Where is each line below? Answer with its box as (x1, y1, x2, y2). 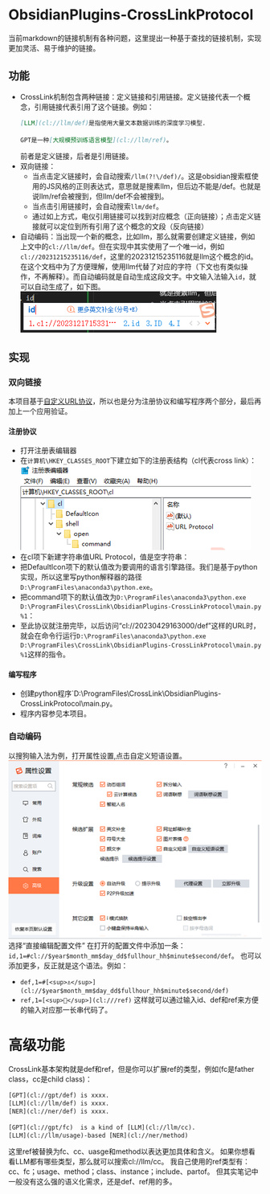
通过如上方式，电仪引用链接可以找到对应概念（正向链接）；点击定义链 (31, 211, 261, 222)
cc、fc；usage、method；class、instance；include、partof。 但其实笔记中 (8, 1167, 259, 1176)
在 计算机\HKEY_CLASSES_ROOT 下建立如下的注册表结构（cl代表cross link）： (19, 456, 257, 465)
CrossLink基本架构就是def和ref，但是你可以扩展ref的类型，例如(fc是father (8, 1065, 255, 1074)
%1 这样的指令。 (19, 649, 71, 660)
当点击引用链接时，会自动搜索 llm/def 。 (31, 202, 163, 211)
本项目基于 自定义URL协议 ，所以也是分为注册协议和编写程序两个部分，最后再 (8, 396, 262, 407)
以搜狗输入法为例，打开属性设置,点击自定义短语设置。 (8, 750, 187, 760)
